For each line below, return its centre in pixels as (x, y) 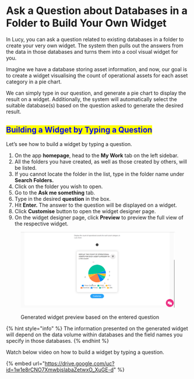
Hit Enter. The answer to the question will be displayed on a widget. (96, 205)
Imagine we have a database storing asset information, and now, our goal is (97, 69)
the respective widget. (41, 224)
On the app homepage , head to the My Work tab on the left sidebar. (96, 155)
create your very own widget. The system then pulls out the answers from (95, 46)
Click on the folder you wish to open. (59, 186)
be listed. (25, 168)
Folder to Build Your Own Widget (87, 23)
